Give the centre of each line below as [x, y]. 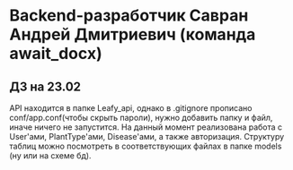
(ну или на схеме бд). [50, 156]
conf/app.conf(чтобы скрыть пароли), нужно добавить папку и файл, [141, 118]
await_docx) [56, 54]
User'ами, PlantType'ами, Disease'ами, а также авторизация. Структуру [147, 136]
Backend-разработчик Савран [129, 16]
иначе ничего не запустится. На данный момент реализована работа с [146, 127]
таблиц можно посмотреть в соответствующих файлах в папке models [146, 146]
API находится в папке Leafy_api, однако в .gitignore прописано [131, 108]
